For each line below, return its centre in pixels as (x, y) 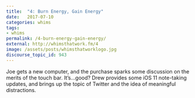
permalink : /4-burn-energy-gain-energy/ (56, 38)
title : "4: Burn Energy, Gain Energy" (55, 11)
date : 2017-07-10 (30, 17)
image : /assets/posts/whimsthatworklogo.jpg (61, 50)
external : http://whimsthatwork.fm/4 (52, 44)
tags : (13, 28)
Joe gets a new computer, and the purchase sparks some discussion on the (98, 71)
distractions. (21, 90)
